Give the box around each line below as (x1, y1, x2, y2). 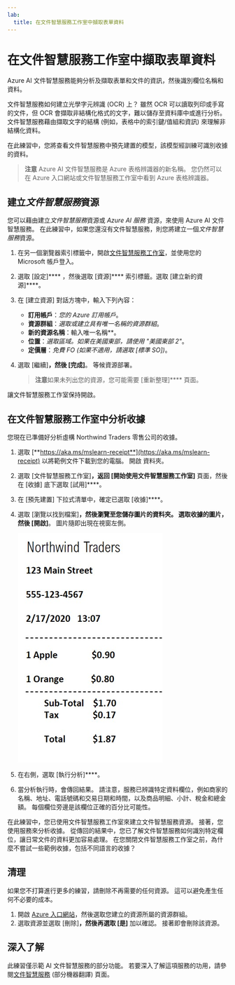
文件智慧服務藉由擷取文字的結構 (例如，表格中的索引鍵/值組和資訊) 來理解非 (7, 118, 226, 126)
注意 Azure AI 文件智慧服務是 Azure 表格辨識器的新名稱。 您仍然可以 (24, 165, 222, 173)
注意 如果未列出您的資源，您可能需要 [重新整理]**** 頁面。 (34, 376, 203, 384)
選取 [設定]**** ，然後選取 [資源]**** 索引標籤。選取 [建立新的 (17, 272, 197, 280)
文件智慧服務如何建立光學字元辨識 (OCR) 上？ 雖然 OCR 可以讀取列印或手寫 (7, 100, 225, 109)
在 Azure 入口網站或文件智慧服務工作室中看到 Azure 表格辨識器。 (24, 174, 213, 182)
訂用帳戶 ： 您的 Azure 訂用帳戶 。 (27, 311, 122, 319)
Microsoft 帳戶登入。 (17, 257, 78, 266)
